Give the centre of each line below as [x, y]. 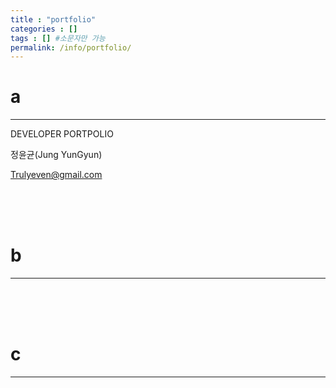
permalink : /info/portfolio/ [71, 47]
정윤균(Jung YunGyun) [56, 155]
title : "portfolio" [53, 19]
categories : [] [44, 29]
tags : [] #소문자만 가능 [58, 38]
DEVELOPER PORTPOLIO [62, 134]
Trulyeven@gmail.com [56, 175]
